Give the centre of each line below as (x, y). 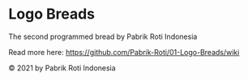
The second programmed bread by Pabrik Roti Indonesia (103, 36)
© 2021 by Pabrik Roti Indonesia (62, 68)
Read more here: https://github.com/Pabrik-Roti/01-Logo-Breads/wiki (124, 52)
